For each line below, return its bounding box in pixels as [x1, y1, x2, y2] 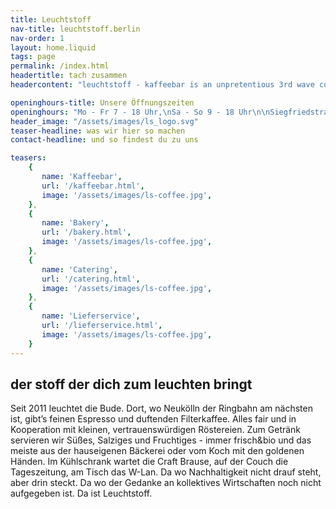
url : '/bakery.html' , [41, 227, 132, 238]
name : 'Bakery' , [41, 218, 110, 228]
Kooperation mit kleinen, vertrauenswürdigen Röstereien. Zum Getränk [10, 424, 302, 436]
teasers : [10, 153, 47, 163]
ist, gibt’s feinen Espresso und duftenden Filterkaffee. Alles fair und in [10, 413, 297, 425]
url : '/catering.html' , [41, 274, 141, 284]
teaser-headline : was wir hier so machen [10, 126, 186, 136]
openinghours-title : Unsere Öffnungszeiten [10, 97, 195, 108]
